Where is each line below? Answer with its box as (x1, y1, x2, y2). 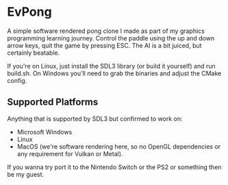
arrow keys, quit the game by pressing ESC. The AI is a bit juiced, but (7, 41, 202, 49)
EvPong (7, 4, 53, 20)
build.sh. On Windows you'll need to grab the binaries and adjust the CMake (7, 69, 222, 77)
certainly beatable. (7, 49, 60, 57)
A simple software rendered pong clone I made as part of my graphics (7, 27, 205, 35)
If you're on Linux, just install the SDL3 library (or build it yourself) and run (7, 62, 216, 70)
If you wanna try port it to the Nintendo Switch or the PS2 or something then (7, 162, 222, 171)
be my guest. (7, 170, 45, 178)
